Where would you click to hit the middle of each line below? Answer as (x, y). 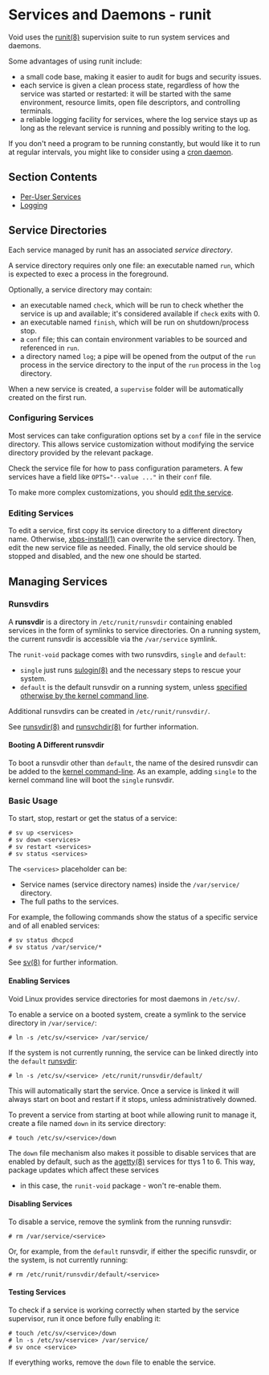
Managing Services (58, 581)
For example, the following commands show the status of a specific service (133, 917)
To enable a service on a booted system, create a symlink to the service (127, 1014)
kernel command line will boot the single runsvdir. (91, 780)
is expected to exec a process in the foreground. (88, 274)
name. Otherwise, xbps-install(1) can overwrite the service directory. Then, (132, 539)
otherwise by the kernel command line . (84, 696)
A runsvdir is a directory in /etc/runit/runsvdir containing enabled (120, 622)
